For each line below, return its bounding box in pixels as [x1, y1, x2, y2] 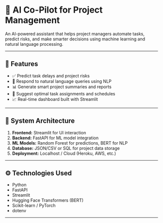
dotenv [12, 208, 27, 214]
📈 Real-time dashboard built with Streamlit [12, 96, 98, 102]
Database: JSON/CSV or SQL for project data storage [12, 145, 120, 151]
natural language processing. [5, 41, 64, 47]
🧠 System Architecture [5, 117, 75, 125]
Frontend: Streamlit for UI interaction [12, 130, 86, 135]
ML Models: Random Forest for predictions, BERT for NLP [12, 140, 128, 146]
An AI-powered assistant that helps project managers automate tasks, [5, 31, 145, 37]
